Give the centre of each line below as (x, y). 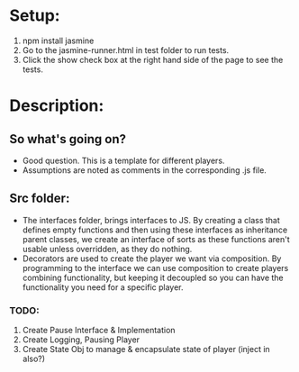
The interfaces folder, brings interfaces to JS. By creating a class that (151, 220)
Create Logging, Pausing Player (81, 340)
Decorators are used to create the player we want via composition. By (152, 259)
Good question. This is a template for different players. (123, 160)
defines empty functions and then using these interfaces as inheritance (155, 230)
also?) (34, 359)
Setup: (35, 16)
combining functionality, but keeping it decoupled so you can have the (153, 277)
